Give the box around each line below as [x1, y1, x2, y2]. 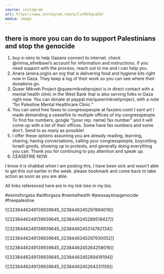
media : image [5, 16, 32, 21]
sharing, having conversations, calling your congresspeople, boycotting [12, 138, 157, 144]
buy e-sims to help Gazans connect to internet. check [12, 55, 121, 61]
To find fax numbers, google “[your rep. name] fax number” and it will [12, 117, 153, 123]
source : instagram [5, 7, 43, 12]
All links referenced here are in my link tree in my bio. [5, 183, 113, 189]
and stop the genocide [5, 42, 75, 50]
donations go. [12, 81, 40, 87]
